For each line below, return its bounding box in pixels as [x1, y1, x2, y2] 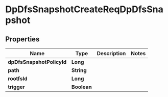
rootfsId [8, 75, 28, 82]
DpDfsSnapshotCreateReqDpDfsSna [5, 4, 163, 15]
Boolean [71, 83, 92, 90]
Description [97, 50, 126, 57]
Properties [5, 35, 40, 43]
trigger [8, 83, 26, 90]
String [71, 67, 87, 74]
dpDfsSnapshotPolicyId [8, 59, 67, 65]
